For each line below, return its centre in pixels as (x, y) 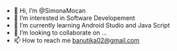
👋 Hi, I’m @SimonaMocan (50, 11)
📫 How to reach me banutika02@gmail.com (76, 40)
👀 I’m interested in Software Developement (74, 18)
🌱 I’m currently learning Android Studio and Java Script (92, 25)
